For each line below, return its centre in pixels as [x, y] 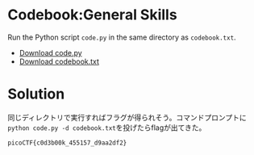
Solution [36, 94]
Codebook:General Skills [93, 15]
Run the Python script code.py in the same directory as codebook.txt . [122, 37]
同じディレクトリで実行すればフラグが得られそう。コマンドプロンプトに [127, 117]
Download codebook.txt [59, 61]
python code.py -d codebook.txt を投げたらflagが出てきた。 [107, 128]
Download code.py [50, 52]
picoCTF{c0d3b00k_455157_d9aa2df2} [67, 143]
